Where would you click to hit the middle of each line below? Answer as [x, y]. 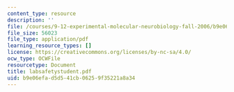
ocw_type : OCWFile [34, 59]
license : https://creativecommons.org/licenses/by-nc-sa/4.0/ [99, 53]
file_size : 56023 [32, 33]
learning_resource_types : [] [49, 46]
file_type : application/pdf [48, 39]
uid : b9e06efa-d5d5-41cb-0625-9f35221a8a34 [71, 78]
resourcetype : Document [42, 65]
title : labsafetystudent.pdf [49, 71]
